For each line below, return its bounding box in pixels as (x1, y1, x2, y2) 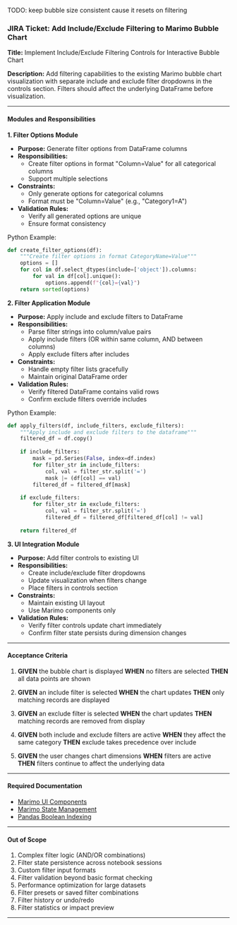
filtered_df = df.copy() (20, 435, 93, 442)
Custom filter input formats (17, 866, 97, 874)
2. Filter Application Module (7, 298, 90, 307)
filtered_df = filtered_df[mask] (32, 481, 131, 488)
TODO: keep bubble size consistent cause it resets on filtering (7, 6, 188, 14)
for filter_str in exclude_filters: (32, 501, 140, 508)
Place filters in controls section (28, 584, 119, 592)
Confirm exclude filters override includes (28, 394, 147, 403)
